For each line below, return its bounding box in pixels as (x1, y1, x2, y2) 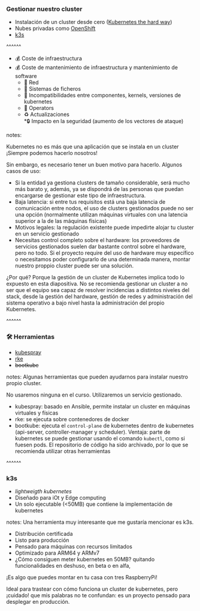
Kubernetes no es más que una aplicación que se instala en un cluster (6, 143, 179, 150)
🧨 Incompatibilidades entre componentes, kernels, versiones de (23, 92, 181, 99)
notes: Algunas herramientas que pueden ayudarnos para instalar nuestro (6, 373, 189, 380)
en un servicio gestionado (14, 230, 80, 237)
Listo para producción (14, 537, 69, 544)
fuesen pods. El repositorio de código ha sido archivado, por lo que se (14, 441, 189, 448)
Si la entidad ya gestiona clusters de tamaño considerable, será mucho (14, 179, 190, 186)
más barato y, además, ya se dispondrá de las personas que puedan (14, 186, 184, 193)
